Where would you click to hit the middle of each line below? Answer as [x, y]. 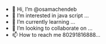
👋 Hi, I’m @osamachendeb [44, 9]
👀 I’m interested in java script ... [50, 15]
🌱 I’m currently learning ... [43, 22]
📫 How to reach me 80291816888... [56, 35]
